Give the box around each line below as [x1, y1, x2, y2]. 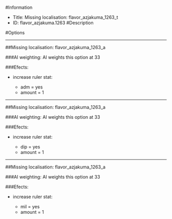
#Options [5, 30, 25, 35]
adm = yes [20, 84, 43, 90]
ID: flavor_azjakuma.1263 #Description [12, 20, 94, 26]
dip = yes [20, 144, 40, 150]
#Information [5, 5, 33, 10]
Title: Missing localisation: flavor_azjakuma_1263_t [12, 14, 118, 20]
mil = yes [20, 204, 40, 209]
